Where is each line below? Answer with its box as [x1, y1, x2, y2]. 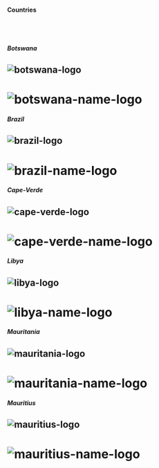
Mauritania [7, 328, 40, 336]
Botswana [7, 44, 37, 52]
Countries [7, 6, 37, 14]
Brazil [7, 115, 25, 123]
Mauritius [7, 398, 36, 407]
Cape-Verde [7, 186, 44, 194]
